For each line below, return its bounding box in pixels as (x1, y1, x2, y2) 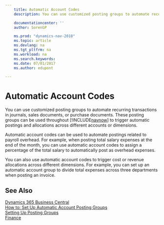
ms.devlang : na (14, 43, 45, 48)
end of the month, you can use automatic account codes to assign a (5, 142, 142, 148)
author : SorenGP (14, 25, 47, 30)
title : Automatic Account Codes (14, 7, 80, 12)
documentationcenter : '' (14, 20, 64, 25)
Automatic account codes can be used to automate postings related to (5, 132, 147, 138)
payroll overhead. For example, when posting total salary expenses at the (5, 137, 153, 143)
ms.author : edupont (14, 65, 54, 71)
